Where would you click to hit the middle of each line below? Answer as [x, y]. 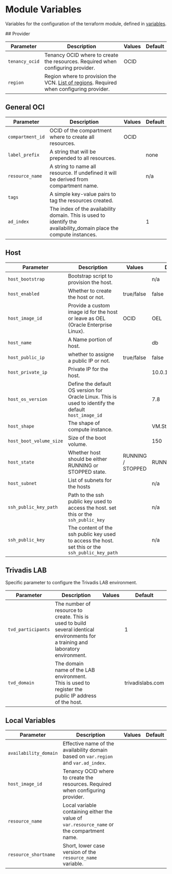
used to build [70, 623]
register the [69, 690]
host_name [20, 342]
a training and [71, 642]
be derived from [69, 179]
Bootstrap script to [90, 276]
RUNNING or [83, 465]
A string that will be [73, 152]
